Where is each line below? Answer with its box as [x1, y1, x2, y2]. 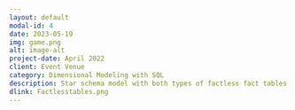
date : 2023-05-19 [9, 29, 74, 38]
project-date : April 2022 [9, 54, 105, 63]
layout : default [9, 12, 69, 22]
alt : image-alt [9, 46, 66, 55]
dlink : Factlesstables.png [9, 87, 109, 96]
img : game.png [9, 37, 62, 47]
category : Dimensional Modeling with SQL [9, 71, 165, 80]
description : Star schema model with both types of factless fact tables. [9, 79, 291, 88]
